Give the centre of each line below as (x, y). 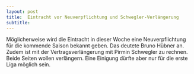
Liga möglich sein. (28, 65)
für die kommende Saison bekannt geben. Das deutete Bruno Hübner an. (95, 46)
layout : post (22, 12)
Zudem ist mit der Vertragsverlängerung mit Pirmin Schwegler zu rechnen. (97, 52)
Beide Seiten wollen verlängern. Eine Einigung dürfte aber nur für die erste (97, 58)
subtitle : (18, 22)
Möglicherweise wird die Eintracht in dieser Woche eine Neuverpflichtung (96, 40)
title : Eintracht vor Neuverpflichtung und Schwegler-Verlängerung (93, 17)
